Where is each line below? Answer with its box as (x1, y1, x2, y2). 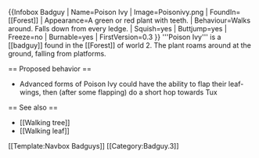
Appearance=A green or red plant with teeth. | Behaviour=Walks (44, 16, 251, 25)
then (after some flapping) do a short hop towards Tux (42, 88, 218, 97)
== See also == (8, 102, 59, 112)
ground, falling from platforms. (8, 49, 107, 58)
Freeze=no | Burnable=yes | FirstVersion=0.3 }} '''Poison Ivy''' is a (8, 32, 221, 41)
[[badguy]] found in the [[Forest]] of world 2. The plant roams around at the (8, 41, 252, 50)
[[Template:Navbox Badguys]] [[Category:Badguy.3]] (8, 142, 179, 150)
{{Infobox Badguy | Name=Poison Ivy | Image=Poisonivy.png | (8, 8, 209, 16)
